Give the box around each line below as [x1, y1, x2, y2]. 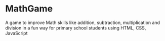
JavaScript [5, 30, 28, 36]
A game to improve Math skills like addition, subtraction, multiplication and [5, 19, 160, 25]
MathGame [5, 3, 53, 14]
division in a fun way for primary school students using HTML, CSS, [5, 24, 146, 30]
